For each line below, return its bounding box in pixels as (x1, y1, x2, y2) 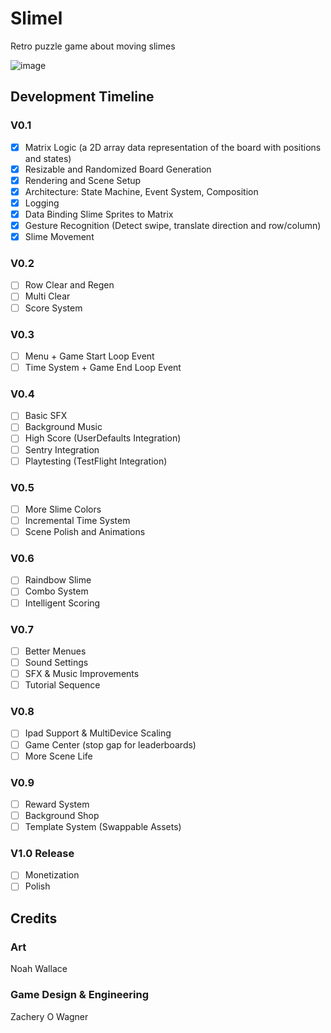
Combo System (24, 585, 89, 597)
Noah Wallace (10, 963, 68, 975)
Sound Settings (24, 656, 89, 668)
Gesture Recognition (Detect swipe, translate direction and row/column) (24, 220, 322, 231)
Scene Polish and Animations (24, 526, 146, 538)
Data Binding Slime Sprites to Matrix (24, 208, 174, 220)
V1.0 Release (10, 847, 75, 861)
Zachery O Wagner (10, 1010, 89, 1022)
